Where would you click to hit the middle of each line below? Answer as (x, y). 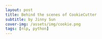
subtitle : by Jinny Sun (31, 19)
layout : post (19, 10)
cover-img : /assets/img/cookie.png (43, 24)
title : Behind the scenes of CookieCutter (51, 15)
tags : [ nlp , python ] (27, 29)
